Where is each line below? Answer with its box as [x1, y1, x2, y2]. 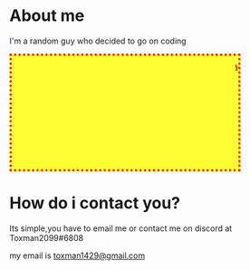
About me [9, 5, 85, 26]
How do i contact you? [9, 193, 181, 214]
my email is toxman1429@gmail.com [9, 250, 146, 261]
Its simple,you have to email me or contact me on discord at [9, 223, 233, 234]
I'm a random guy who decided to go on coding [9, 35, 187, 46]
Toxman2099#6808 [9, 232, 84, 243]
